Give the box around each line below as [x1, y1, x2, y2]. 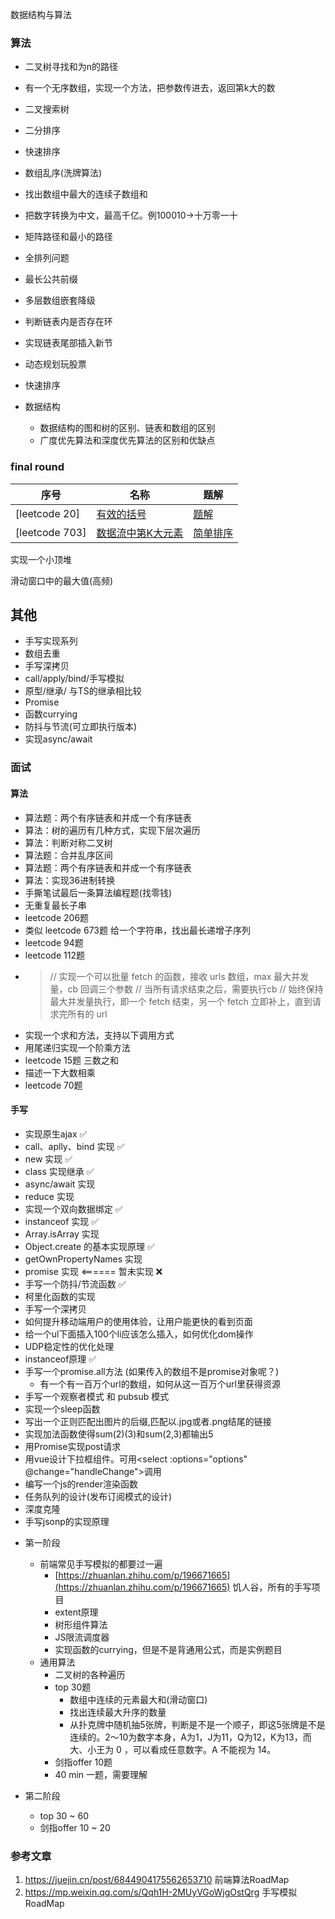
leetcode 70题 [24, 1079, 83, 1091]
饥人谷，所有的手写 [232, 1581, 312, 1593]
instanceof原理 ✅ [24, 1353, 97, 1365]
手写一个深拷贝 [24, 1303, 87, 1315]
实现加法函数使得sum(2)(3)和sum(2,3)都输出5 [24, 1428, 214, 1440]
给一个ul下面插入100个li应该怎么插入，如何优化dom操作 [24, 1328, 254, 1340]
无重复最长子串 [24, 899, 87, 911]
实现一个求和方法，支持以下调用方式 [24, 1029, 175, 1041]
